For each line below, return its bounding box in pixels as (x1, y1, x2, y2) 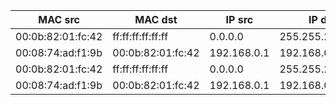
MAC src (38, 13, 81, 26)
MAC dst (134, 13, 178, 26)
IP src (225, 13, 254, 26)
